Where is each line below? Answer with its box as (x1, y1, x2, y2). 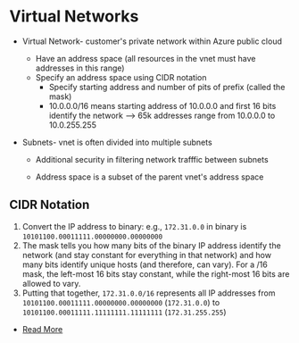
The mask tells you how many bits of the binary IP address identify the (21, 239, 281, 251)
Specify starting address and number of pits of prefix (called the (48, 81, 286, 92)
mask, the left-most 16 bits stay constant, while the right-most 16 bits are (21, 268, 290, 279)
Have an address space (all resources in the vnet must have (35, 53, 256, 63)
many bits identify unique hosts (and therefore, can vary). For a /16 (21, 259, 268, 270)
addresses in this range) (35, 63, 125, 73)
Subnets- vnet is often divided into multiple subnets (21, 137, 212, 147)
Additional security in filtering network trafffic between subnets (35, 154, 270, 164)
